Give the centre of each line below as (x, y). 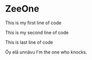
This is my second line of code (37, 32)
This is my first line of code (33, 23)
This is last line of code (29, 42)
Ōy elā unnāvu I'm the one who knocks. (46, 52)
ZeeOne (22, 9)
